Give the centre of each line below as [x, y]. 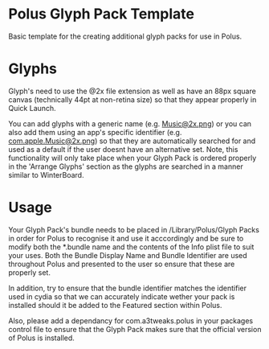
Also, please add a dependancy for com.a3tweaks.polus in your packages [131, 320]
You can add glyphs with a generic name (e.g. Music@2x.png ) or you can [130, 123]
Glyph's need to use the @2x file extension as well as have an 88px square [132, 91]
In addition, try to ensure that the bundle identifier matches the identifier [128, 288]
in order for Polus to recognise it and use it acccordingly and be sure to [126, 238]
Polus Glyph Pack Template [102, 14]
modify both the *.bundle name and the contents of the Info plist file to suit [131, 247]
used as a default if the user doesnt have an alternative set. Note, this [123, 149]
